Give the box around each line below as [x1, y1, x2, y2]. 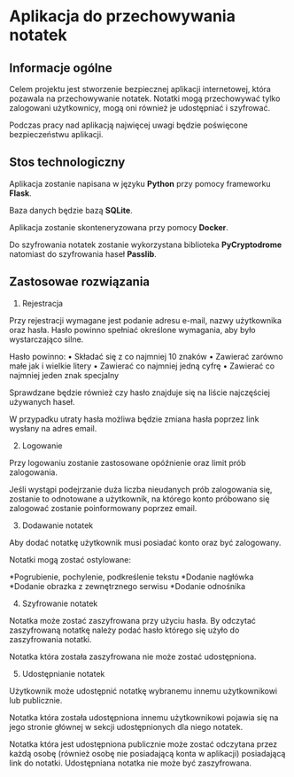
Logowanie [21, 440, 63, 451]
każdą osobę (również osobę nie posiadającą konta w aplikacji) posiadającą [9, 748, 286, 758]
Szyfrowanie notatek [21, 598, 98, 609]
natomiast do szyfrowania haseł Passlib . [9, 248, 157, 259]
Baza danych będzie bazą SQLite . [9, 205, 133, 215]
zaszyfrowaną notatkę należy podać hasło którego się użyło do [9, 625, 240, 635]
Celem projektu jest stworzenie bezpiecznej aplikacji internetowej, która [9, 84, 272, 94]
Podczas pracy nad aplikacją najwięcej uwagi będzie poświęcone [9, 120, 248, 130]
